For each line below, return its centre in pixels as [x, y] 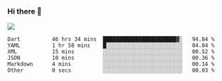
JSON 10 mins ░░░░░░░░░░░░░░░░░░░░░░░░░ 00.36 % [111, 58]
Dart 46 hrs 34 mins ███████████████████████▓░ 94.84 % [111, 39]
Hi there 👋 [25, 11]
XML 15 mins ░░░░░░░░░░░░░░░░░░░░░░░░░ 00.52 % [111, 52]
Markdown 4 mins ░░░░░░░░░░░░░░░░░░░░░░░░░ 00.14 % [111, 64]
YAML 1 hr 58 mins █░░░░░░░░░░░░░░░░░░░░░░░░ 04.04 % [111, 45]
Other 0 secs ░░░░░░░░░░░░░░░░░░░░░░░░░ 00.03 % [111, 70]
